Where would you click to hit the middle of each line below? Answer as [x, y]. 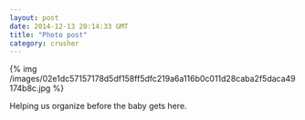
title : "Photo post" [49, 35]
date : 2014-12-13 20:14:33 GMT [69, 26]
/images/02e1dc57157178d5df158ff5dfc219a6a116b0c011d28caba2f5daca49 [153, 79]
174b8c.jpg [30, 88]
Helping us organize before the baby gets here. [98, 106]
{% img [23, 69]
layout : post [34, 18]
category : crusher [44, 43]
